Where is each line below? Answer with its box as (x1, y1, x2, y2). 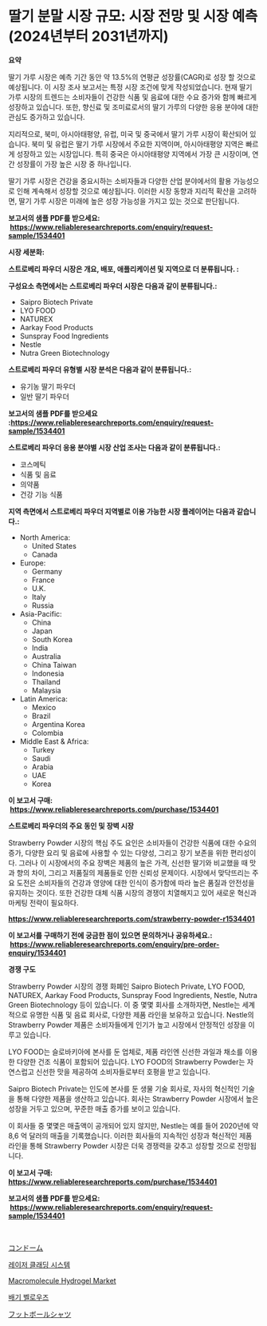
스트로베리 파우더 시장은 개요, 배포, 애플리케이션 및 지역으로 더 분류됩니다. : (8, 264, 239, 274)
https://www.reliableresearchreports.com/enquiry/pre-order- (10, 939, 220, 949)
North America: (19, 533, 70, 542)
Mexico (31, 702, 57, 712)
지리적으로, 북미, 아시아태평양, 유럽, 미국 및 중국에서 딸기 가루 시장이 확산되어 (8, 129, 249, 138)
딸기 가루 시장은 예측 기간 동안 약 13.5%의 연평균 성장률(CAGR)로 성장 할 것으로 (8, 72, 257, 82)
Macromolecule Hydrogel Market (8, 1276, 117, 1285)
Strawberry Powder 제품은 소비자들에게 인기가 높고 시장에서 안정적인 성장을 (8, 1020, 247, 1029)
